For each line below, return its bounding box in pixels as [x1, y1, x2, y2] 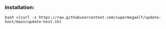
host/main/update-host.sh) [5, 19, 62, 25]
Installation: [5, 4, 35, 11]
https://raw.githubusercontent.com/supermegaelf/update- [38, 15, 161, 20]
